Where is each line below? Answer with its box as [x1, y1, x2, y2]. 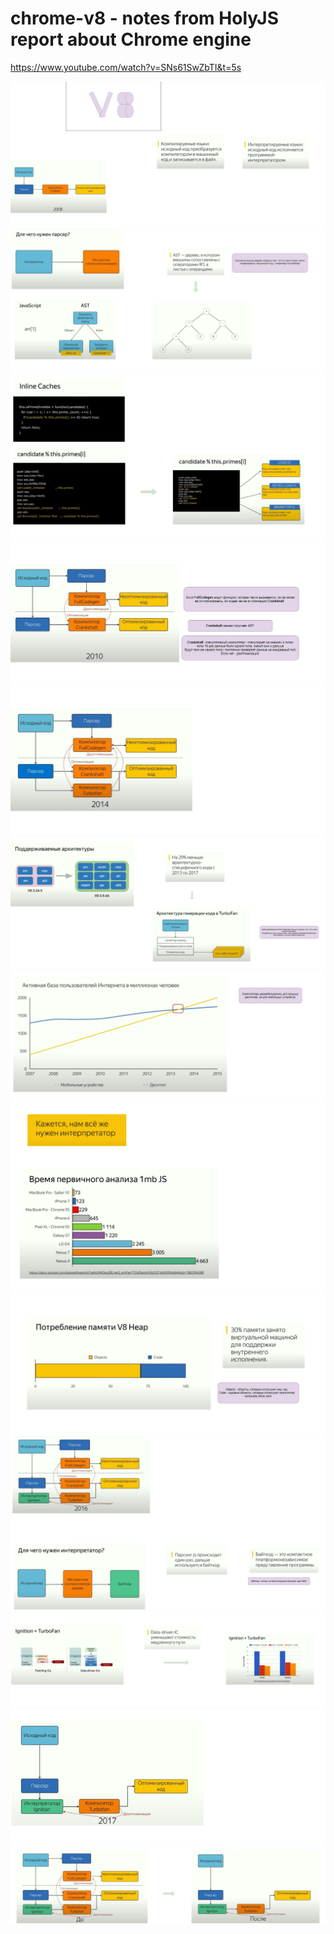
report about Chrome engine [10, 28, 252, 51]
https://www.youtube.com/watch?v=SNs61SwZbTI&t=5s [10, 61, 242, 73]
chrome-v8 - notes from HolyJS [10, 7, 280, 30]
